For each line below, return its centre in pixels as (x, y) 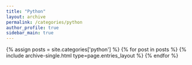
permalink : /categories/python (44, 22)
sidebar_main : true (30, 33)
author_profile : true (33, 28)
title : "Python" (26, 11)
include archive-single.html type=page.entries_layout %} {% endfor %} (92, 56)
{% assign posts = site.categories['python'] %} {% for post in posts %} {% (96, 49)
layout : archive (26, 17)
